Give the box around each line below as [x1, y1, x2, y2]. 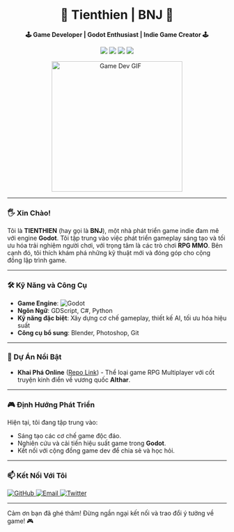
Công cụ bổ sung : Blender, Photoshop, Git [17, 328, 139, 337]
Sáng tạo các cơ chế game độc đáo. [17, 432, 122, 440]
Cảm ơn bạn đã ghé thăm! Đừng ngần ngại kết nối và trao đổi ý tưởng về [7, 509, 214, 517]
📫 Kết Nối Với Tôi [7, 471, 68, 481]
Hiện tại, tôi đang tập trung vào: [7, 418, 98, 427]
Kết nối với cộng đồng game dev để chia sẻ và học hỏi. [17, 446, 175, 455]
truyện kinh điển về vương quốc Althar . [17, 376, 131, 384]
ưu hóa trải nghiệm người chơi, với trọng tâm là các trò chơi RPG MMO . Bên [7, 241, 223, 250]
